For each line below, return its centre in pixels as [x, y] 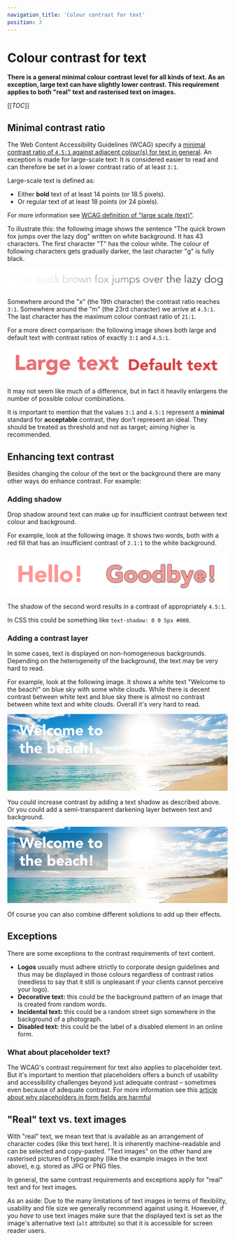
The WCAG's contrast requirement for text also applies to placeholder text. [115, 1067]
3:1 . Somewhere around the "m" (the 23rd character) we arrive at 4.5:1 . [111, 309]
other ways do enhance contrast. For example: [74, 481]
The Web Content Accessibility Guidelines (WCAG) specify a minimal [106, 145]
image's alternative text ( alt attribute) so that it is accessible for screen [110, 1223]
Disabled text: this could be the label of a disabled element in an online [120, 1026]
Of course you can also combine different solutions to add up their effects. [115, 914]
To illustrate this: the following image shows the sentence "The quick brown [116, 229]
